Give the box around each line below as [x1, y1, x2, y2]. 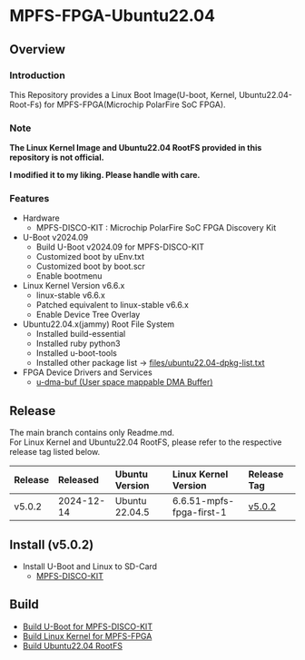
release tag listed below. [9, 447, 101, 458]
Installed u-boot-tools [35, 348, 118, 359]
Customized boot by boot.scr [35, 261, 145, 272]
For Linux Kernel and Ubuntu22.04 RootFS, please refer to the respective [9, 437, 282, 448]
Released [57, 474, 100, 487]
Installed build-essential [35, 329, 126, 340]
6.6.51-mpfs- [172, 495, 234, 507]
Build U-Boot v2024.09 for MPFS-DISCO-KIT [35, 241, 204, 252]
